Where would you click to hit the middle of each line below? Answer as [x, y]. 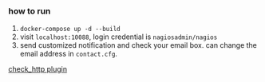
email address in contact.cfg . [69, 54]
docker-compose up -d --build [70, 29]
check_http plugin [38, 69]
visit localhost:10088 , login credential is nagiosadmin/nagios [119, 37]
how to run [30, 11]
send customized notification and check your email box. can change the [138, 45]
